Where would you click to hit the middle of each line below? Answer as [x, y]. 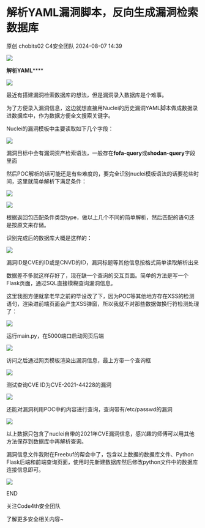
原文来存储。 [33, 225]
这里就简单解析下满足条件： [52, 181]
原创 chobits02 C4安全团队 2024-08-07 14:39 [64, 46]
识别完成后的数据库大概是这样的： [49, 238]
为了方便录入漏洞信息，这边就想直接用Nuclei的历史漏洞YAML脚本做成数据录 [102, 108]
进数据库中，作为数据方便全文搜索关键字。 [60, 115]
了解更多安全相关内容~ [35, 519]
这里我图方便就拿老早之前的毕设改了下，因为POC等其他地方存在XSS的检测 [100, 296]
